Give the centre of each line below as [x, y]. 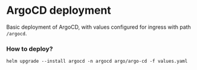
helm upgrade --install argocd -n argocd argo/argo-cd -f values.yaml [97, 61]
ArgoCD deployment [59, 10]
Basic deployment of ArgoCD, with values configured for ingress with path [99, 27]
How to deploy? [30, 48]
